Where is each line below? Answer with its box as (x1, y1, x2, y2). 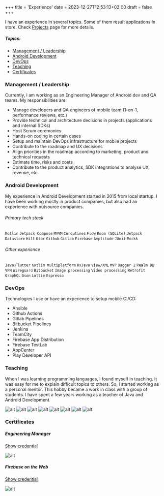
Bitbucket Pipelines (12, 321, 52, 327)
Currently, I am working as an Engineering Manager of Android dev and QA (5, 92, 157, 98)
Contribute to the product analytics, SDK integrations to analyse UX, (12, 164, 150, 170)
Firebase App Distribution (12, 337, 64, 342)
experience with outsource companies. (5, 204, 84, 210)
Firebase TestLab (12, 342, 48, 348)
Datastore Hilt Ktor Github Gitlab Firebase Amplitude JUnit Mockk (5, 236, 138, 241)
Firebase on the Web (5, 464, 48, 470)
